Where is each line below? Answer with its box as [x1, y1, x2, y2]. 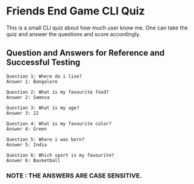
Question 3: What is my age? [6, 105, 80, 111]
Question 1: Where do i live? [6, 73, 83, 79]
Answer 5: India [6, 141, 47, 148]
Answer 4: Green [6, 126, 47, 132]
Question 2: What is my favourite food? [6, 89, 110, 95]
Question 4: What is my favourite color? [6, 120, 112, 127]
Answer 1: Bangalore [6, 78, 58, 85]
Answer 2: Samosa [6, 94, 50, 100]
